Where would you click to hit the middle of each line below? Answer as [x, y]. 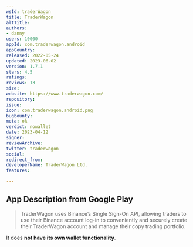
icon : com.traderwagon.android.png [50, 110]
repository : [21, 99]
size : [13, 88]
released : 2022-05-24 [33, 55]
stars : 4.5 [19, 72]
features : [18, 171]
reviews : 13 [21, 83]
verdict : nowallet [28, 127]
